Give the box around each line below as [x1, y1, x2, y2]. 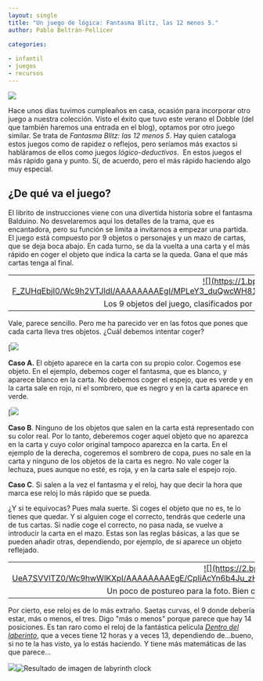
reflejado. [8, 545, 39, 555]
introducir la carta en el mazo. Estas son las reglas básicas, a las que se [8, 528, 240, 538]
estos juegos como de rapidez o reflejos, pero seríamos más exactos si [8, 139, 238, 148]
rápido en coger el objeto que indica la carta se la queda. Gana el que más [8, 249, 248, 259]
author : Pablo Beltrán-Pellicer [8, 26, 113, 34]
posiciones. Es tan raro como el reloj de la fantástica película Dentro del [8, 622, 240, 632]
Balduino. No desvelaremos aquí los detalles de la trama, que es [8, 216, 215, 225]
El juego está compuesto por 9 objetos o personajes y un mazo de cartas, [8, 232, 247, 242]
